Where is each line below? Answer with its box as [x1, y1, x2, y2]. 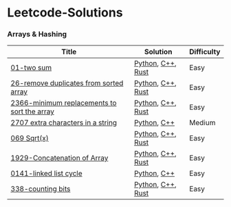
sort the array [10, 107, 55, 116]
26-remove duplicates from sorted [10, 78, 124, 88]
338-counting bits [10, 184, 71, 194]
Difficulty [188, 47, 221, 56]
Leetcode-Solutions [7, 5, 123, 21]
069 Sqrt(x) [10, 133, 49, 143]
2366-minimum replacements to [10, 98, 117, 108]
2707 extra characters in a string [10, 118, 118, 128]
